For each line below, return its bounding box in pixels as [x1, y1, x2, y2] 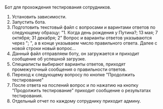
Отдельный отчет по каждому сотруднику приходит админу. [11, 98, 141, 104]
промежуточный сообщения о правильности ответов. [11, 66, 127, 72]
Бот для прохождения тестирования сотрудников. [4, 4, 111, 10]
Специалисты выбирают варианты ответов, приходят [11, 61, 126, 67]
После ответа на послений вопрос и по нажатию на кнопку [11, 82, 139, 88]
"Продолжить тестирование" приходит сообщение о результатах [11, 88, 151, 93]
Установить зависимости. [11, 14, 67, 19]
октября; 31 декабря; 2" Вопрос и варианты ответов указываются [11, 35, 152, 41]
